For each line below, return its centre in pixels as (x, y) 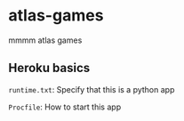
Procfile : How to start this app (65, 107)
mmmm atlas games (45, 40)
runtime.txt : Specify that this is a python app (92, 89)
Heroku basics (49, 68)
